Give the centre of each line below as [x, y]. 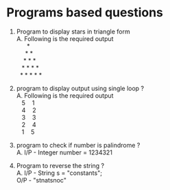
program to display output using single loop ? [80, 88]
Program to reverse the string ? [60, 165]
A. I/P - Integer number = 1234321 [64, 152]
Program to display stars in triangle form [73, 31]
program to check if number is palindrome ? [78, 145]
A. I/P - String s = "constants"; [59, 173]
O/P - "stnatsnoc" [41, 180]
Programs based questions [85, 13]
